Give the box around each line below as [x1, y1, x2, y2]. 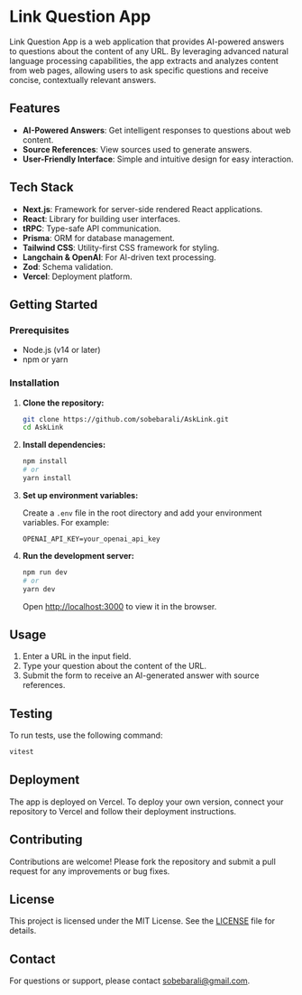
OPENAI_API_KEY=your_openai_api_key [22, 535, 160, 544]
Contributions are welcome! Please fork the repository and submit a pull [9, 856, 277, 867]
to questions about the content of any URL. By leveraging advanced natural [9, 45, 288, 56]
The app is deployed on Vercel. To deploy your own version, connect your [9, 796, 284, 807]
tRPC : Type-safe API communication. [22, 223, 161, 234]
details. [9, 925, 37, 936]
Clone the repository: [22, 397, 105, 408]
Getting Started [9, 296, 98, 312]
